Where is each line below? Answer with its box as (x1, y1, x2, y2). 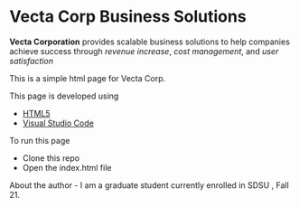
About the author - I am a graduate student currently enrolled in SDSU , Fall (9, 179, 289, 191)
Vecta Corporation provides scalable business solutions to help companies (9, 36, 291, 47)
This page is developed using (9, 90, 119, 101)
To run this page (9, 135, 70, 146)
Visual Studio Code (22, 118, 95, 128)
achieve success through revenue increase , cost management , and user (9, 45, 279, 56)
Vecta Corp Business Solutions (9, 6, 247, 27)
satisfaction (9, 55, 54, 66)
